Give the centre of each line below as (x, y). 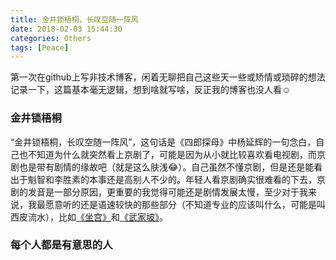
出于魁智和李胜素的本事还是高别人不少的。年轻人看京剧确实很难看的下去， (163, 179)
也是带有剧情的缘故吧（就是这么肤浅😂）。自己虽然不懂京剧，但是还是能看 (170, 167)
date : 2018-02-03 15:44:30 (66, 29)
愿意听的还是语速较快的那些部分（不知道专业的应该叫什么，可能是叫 (185, 204)
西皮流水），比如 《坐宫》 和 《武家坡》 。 (89, 217)
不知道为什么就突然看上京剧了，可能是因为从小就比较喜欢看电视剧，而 (172, 154)
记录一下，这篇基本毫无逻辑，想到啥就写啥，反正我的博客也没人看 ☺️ (151, 90)
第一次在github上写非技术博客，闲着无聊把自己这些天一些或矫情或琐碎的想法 (168, 77)
